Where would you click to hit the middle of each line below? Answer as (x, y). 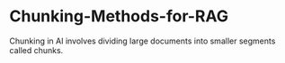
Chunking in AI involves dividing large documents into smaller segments (142, 41)
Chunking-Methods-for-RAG (119, 16)
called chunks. (36, 50)
